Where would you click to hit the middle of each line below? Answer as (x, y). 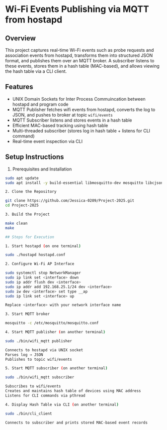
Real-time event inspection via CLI (47, 141)
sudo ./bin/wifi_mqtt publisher (39, 341)
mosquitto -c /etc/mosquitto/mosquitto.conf (52, 323)
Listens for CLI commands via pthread (45, 395)
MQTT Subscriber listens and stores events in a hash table (72, 120)
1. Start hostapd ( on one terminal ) (43, 246)
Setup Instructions (35, 157)
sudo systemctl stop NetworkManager (43, 273)
